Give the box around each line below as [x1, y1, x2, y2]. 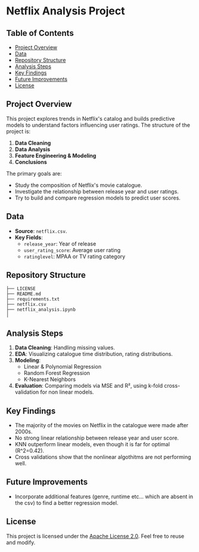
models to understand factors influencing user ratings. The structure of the [6, 121, 191, 128]
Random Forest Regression [23, 369, 91, 377]
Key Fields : [14, 234, 43, 241]
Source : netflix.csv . [14, 227, 67, 234]
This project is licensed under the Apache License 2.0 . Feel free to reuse [6, 532, 185, 539]
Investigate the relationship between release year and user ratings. [14, 188, 179, 195]
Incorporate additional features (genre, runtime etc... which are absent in [14, 493, 194, 500]
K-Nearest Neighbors [23, 376, 76, 383]
